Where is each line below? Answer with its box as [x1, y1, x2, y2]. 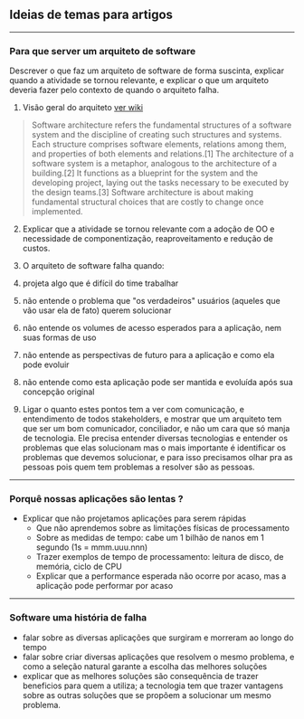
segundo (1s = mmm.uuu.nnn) [35, 542, 148, 553]
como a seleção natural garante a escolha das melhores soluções [22, 660, 268, 672]
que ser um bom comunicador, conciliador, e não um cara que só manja [22, 423, 290, 434]
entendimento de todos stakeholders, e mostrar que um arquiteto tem [22, 413, 282, 424]
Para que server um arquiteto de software [9, 44, 196, 57]
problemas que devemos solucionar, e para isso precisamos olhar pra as [22, 452, 293, 463]
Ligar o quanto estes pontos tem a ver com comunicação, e [22, 404, 245, 415]
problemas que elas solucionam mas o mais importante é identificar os [22, 442, 287, 453]
